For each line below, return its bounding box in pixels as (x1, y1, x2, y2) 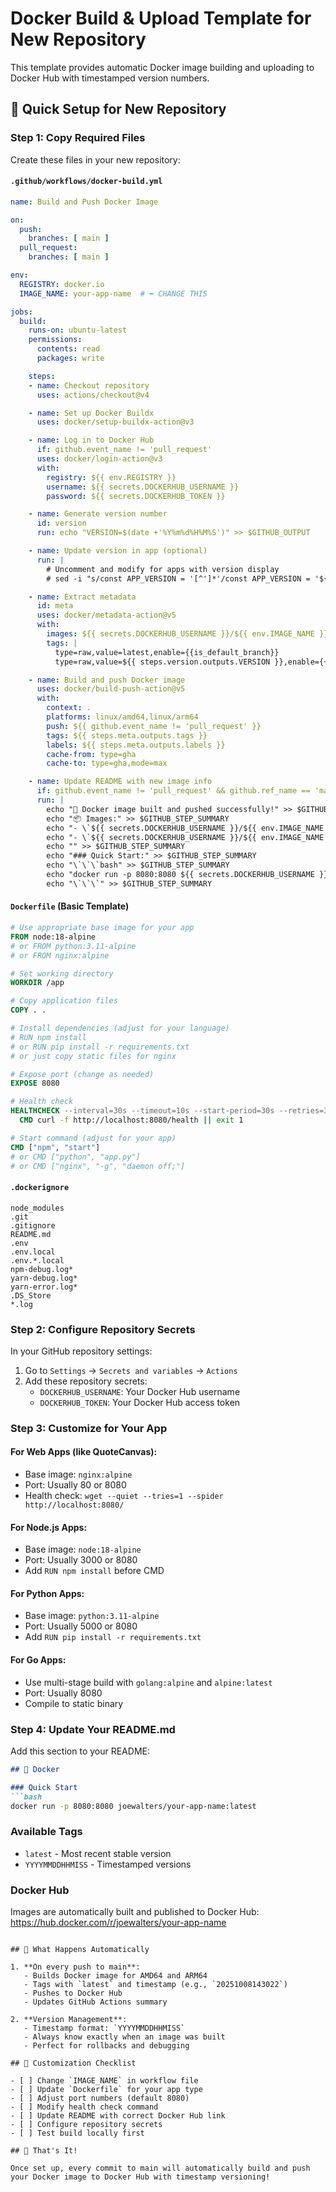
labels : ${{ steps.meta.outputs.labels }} (46, 740, 226, 750)
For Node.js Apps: (10, 1521, 88, 1533)
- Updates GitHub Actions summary (23, 1997, 168, 2007)
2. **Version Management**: (10, 2015, 128, 2025)
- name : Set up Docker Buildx (28, 408, 155, 418)
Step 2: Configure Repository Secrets (10, 1322, 196, 1336)
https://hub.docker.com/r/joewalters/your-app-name (10, 1917, 227, 1929)
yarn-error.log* (10, 1282, 78, 1292)
